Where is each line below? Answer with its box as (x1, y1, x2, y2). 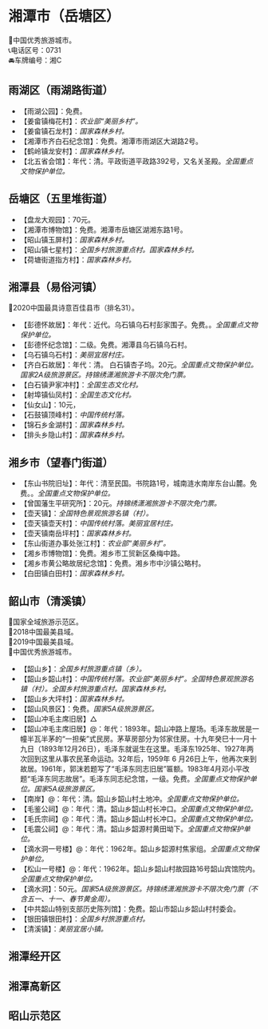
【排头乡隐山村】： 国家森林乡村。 (19, 430, 129, 440)
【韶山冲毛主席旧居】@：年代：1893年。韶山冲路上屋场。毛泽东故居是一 (19, 724, 260, 733)
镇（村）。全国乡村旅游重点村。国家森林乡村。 (19, 684, 171, 693)
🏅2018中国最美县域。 (8, 627, 78, 636)
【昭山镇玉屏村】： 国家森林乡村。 (19, 234, 129, 244)
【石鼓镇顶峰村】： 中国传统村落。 (19, 410, 129, 420)
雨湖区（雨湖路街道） (8, 83, 113, 97)
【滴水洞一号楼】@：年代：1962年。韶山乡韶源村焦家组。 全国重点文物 (19, 844, 253, 853)
